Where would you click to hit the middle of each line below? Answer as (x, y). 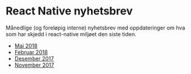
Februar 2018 (31, 52)
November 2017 (34, 65)
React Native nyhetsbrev (69, 11)
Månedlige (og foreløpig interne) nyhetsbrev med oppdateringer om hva (95, 28)
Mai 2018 (26, 46)
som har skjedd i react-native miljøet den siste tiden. (71, 34)
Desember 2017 (34, 58)
